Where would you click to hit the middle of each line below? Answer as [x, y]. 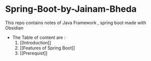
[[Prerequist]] [34, 53]
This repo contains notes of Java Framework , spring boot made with [76, 23]
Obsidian [14, 28]
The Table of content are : [39, 37]
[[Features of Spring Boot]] [47, 48]
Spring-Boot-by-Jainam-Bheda [71, 9]
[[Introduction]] [35, 42]
